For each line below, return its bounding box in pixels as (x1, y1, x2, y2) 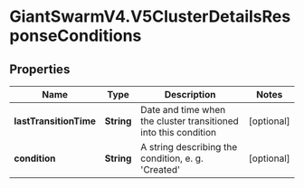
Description (164, 89, 216, 100)
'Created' (139, 164, 181, 175)
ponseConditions (9, 25, 142, 46)
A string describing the (139, 141, 238, 153)
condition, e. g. (139, 152, 204, 164)
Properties (9, 61, 71, 77)
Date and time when (139, 104, 226, 116)
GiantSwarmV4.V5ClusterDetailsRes (9, 6, 291, 27)
